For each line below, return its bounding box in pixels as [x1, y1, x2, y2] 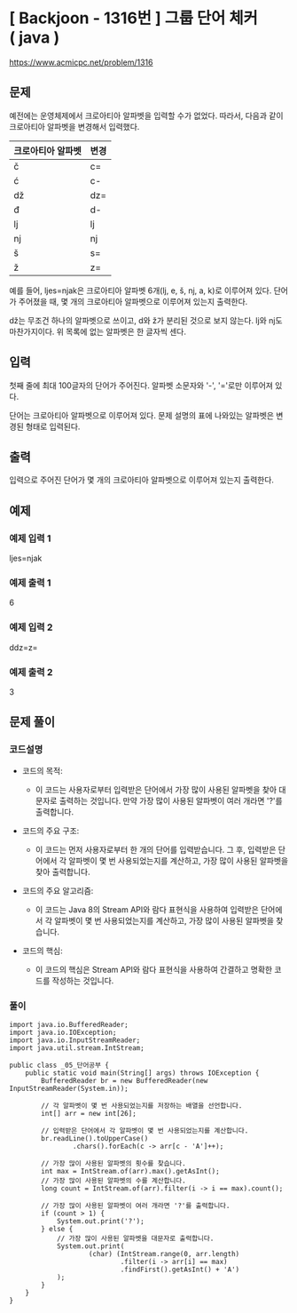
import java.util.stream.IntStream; [9, 1043, 145, 1053]
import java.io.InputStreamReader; [9, 1036, 141, 1045]
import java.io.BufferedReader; [9, 1020, 129, 1029]
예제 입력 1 [9, 532, 51, 545]
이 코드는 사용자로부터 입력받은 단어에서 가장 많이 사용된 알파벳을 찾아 [35, 784, 277, 795]
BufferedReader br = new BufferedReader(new [41, 1076, 208, 1085]
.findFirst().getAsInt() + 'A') [120, 1265, 240, 1274]
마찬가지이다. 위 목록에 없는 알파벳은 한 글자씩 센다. [9, 326, 186, 337]
